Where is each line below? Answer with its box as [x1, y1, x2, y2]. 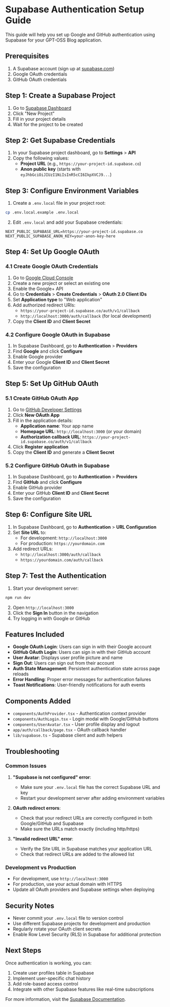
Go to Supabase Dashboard [12, 105, 72, 111]
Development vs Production [5, 864, 76, 871]
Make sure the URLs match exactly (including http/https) [20, 825, 140, 832]
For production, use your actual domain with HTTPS [12, 881, 122, 887]
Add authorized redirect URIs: [12, 302, 76, 308]
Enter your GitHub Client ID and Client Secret [12, 490, 109, 496]
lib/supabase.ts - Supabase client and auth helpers [12, 732, 123, 739]
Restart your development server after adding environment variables [20, 795, 165, 801]
